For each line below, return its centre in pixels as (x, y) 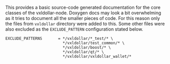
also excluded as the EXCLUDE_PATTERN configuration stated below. (74, 29)
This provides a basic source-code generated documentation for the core (83, 7)
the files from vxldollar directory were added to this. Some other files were (85, 24)
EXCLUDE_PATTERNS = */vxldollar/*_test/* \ (59, 38)
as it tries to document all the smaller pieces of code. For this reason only (83, 18)
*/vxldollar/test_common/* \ (93, 43)
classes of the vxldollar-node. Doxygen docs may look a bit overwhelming (83, 13)
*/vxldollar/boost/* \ (87, 48)
